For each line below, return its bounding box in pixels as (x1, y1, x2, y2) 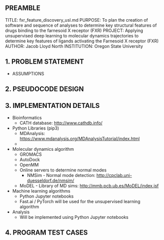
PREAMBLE (5, 4, 40, 12)
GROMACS (19, 151, 42, 157)
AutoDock (19, 156, 40, 162)
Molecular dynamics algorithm (12, 146, 74, 152)
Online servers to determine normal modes (19, 167, 107, 173)
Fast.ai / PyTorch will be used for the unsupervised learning (19, 198, 140, 204)
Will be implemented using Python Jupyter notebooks (19, 214, 129, 220)
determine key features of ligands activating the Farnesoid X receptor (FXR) (5, 38, 159, 44)
